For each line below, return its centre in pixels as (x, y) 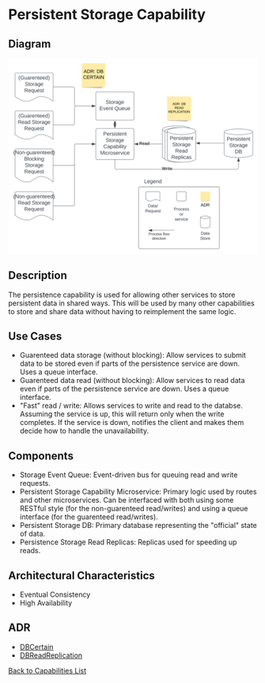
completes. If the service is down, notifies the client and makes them (132, 423)
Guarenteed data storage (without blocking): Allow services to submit (133, 355)
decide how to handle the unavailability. (84, 431)
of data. (32, 534)
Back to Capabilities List (47, 670)
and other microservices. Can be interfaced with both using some (127, 500)
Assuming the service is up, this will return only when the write (122, 414)
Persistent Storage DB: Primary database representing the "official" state (138, 526)
